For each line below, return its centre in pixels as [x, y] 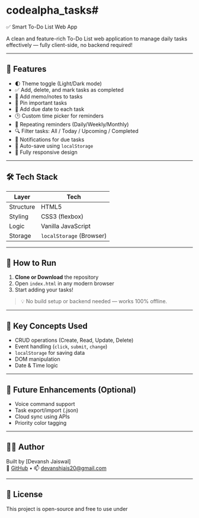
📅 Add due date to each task [49, 109]
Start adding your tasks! [44, 290]
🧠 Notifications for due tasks [49, 139]
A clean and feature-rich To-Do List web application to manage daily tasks [97, 39]
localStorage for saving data [50, 353]
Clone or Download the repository [57, 277]
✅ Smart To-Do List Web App [42, 27]
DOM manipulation [37, 359]
